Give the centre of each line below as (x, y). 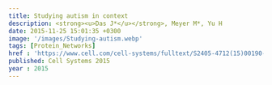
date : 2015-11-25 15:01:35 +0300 (65, 31)
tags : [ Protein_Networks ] (52, 46)
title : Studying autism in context (68, 16)
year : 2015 (28, 69)
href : (19, 53)
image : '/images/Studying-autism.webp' (76, 38)
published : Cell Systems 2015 (59, 62)
